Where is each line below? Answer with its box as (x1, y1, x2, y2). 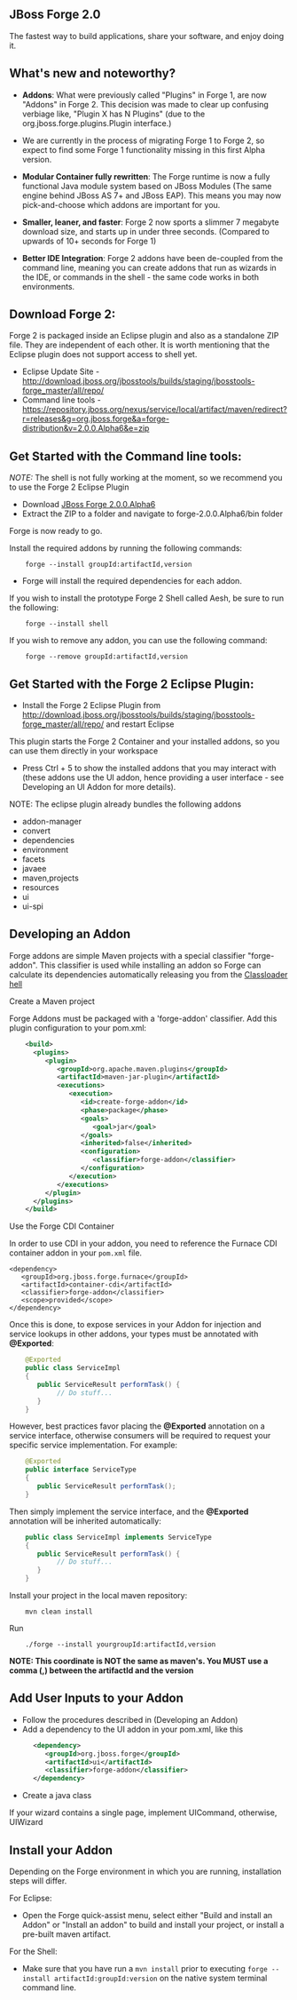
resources (21, 882, 59, 893)
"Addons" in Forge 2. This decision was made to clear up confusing (21, 99, 269, 109)
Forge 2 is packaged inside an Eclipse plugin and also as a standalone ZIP (9, 331, 279, 341)
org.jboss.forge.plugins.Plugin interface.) (21, 117, 172, 128)
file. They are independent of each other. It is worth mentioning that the (9, 339, 270, 350)
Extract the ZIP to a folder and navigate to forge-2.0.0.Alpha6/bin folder (21, 508, 284, 519)
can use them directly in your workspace (9, 745, 159, 756)
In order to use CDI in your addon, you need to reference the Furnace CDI (9, 1239, 277, 1249)
